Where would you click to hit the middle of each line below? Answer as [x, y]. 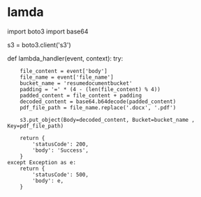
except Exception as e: [42, 162]
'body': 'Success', [61, 150]
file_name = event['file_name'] [67, 77]
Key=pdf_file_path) [36, 126]
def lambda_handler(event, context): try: [65, 58]
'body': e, [48, 181]
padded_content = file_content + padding [81, 95]
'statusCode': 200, [61, 144]
